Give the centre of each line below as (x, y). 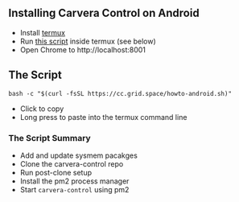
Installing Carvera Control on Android (104, 13)
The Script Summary (49, 138)
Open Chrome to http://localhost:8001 (83, 49)
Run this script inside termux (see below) (88, 41)
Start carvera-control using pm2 (74, 189)
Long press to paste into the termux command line (103, 117)
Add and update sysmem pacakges (79, 155)
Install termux (43, 32)
